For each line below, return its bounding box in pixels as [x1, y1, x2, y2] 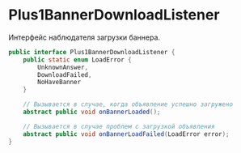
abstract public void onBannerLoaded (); [23, 108, 161, 117]
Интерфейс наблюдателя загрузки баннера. [8, 32, 160, 42]
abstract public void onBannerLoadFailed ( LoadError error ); [23, 130, 230, 138]
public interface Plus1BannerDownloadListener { [8, 48, 175, 56]
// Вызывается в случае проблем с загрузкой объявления [23, 122, 216, 130]
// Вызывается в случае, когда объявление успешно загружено [23, 100, 233, 108]
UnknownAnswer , [37, 63, 89, 71]
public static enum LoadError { [23, 55, 132, 64]
